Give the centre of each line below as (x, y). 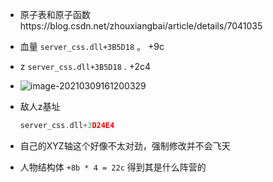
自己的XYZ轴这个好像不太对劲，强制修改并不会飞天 (125, 145)
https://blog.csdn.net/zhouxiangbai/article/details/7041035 (141, 26)
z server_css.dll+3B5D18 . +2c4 (85, 66)
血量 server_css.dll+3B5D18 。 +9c (92, 46)
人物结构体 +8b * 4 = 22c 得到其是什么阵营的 (113, 167)
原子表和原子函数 (55, 14)
